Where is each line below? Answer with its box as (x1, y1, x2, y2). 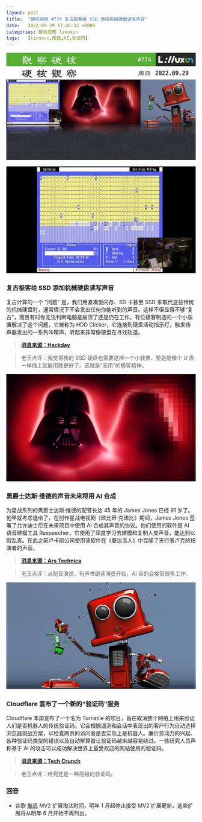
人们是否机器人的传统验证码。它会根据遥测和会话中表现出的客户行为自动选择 (6, 722, 196, 730)
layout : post (6, 10, 39, 16)
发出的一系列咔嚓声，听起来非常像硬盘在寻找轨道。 (16, 329, 143, 336)
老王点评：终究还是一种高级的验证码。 (20, 770, 116, 778)
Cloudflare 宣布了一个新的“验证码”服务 (6, 700, 120, 708)
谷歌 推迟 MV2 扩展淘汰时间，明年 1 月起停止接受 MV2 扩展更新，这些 (14, 801, 188, 809)
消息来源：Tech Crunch (20, 757, 81, 765)
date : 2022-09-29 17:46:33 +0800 (6, 22, 96, 28)
